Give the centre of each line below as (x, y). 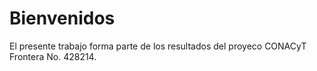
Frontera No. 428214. (53, 56)
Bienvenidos (62, 18)
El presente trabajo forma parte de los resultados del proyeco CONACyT (158, 46)
